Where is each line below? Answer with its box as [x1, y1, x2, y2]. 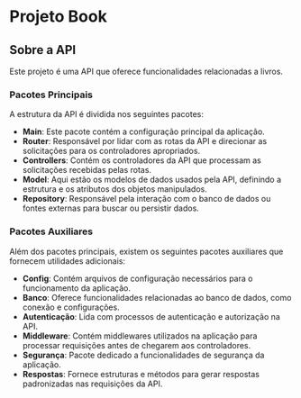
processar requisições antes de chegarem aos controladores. [22, 339, 251, 350]
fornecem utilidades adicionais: [9, 255, 126, 267]
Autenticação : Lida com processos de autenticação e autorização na [22, 311, 281, 321]
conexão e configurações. [22, 302, 120, 312]
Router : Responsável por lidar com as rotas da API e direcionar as [22, 136, 268, 147]
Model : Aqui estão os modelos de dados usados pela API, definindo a [22, 174, 282, 185]
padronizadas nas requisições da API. [22, 378, 163, 389]
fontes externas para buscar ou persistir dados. [22, 203, 200, 213]
